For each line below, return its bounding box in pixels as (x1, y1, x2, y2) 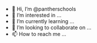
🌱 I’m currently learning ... (11, 18, 75, 24)
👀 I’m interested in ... (11, 12, 62, 19)
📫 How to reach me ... (11, 31, 66, 37)
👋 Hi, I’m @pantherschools (11, 6, 76, 12)
